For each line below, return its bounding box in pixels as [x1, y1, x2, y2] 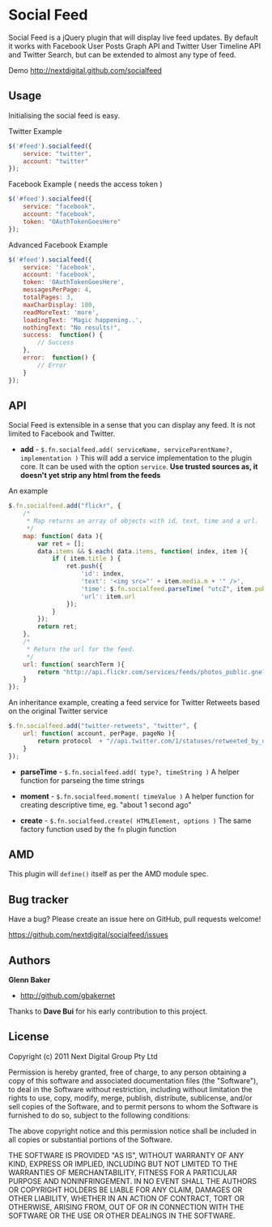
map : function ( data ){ [23, 532, 104, 540]
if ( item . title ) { [51, 554, 121, 563]
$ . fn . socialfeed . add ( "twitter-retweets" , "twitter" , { [8, 722, 198, 730]
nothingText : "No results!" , [23, 323, 121, 332]
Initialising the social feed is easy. [8, 110, 121, 120]
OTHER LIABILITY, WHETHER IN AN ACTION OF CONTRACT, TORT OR [8, 1193, 244, 1203]
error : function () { [23, 354, 96, 362]
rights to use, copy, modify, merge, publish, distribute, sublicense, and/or [8, 1093, 253, 1103]
